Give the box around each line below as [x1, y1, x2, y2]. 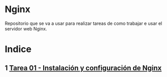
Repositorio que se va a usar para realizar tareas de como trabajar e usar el [5, 20, 162, 26]
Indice [5, 44, 31, 55]
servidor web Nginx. [5, 25, 47, 31]
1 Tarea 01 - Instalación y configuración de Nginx [5, 63, 162, 72]
